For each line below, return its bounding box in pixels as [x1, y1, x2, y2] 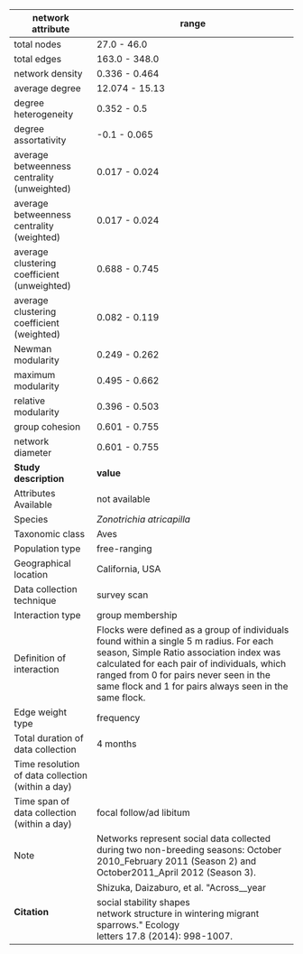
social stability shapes [96, 896, 191, 908]
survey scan [96, 588, 149, 601]
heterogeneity [14, 108, 74, 120]
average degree [14, 82, 81, 94]
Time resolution [14, 758, 80, 770]
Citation [14, 905, 50, 918]
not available [96, 493, 151, 505]
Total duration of [14, 732, 84, 744]
